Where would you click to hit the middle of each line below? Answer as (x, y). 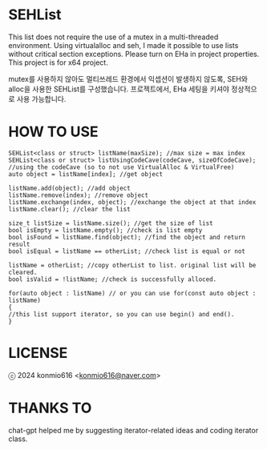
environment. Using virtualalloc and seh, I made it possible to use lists (123, 45)
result (19, 244)
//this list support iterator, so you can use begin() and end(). (121, 314)
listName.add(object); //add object (69, 188)
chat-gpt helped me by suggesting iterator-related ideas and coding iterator (133, 430)
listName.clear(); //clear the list (69, 209)
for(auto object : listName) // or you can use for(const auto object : (132, 293)
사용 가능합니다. (41, 98)
